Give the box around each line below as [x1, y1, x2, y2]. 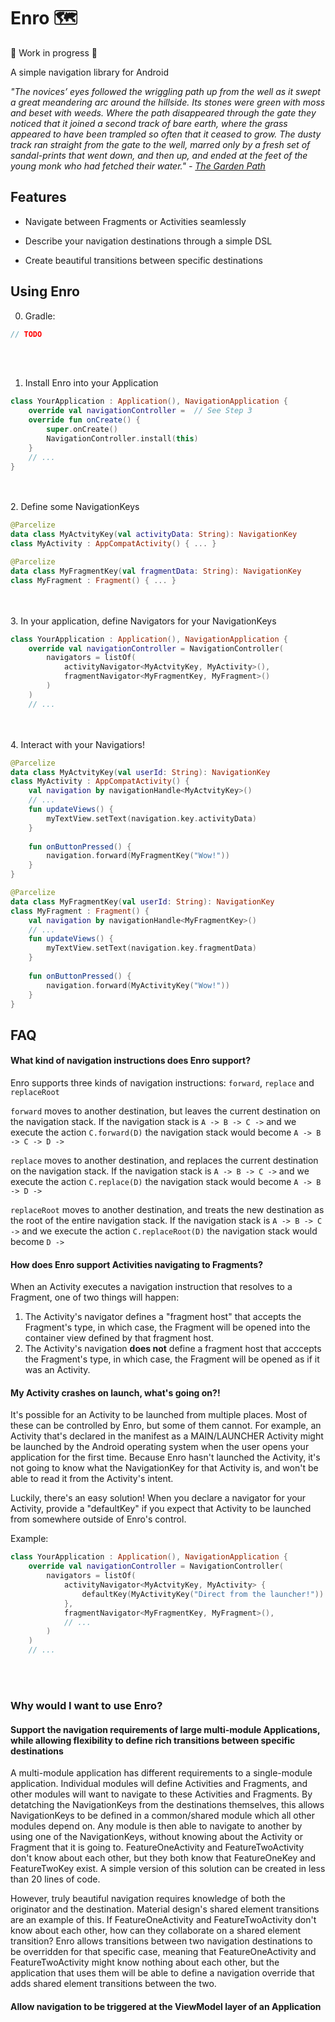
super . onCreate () [46, 425, 118, 435]
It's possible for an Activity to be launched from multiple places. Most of [10, 1409, 308, 1421]
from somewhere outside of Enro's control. [10, 1513, 187, 1525]
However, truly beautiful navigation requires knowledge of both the [10, 1893, 286, 1905]
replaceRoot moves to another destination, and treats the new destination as [10, 1204, 325, 1216]
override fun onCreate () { [28, 415, 141, 425]
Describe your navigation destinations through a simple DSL [24, 235, 273, 247]
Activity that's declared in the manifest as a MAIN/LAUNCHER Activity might [10, 1430, 324, 1442]
